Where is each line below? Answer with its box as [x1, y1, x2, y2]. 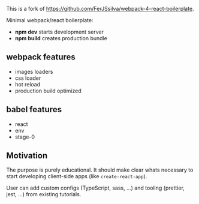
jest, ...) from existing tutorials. [6, 191, 82, 198]
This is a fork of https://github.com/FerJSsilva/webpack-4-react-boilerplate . [6, 5, 194, 12]
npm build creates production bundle [14, 35, 108, 41]
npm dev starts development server [14, 28, 104, 35]
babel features [6, 104, 62, 115]
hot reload [14, 80, 41, 88]
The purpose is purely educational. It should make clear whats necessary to [6, 166, 194, 173]
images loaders [14, 68, 53, 75]
